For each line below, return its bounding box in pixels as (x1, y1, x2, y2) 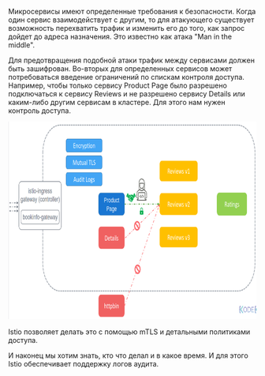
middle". (8, 40, 35, 50)
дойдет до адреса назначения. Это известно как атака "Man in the (8, 32, 233, 41)
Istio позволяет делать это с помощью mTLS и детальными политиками (8, 327, 251, 337)
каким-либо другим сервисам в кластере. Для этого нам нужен (8, 98, 226, 107)
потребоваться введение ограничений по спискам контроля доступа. (8, 73, 244, 81)
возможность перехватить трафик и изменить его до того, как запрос (8, 24, 245, 32)
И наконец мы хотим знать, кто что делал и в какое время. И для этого (8, 351, 248, 360)
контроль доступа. (8, 106, 71, 115)
